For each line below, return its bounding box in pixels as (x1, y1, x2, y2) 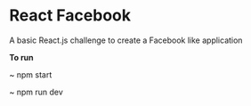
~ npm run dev (9, 86, 64, 97)
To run (9, 52, 34, 62)
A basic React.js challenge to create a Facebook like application (9, 35, 243, 45)
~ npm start (9, 69, 53, 80)
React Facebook (9, 5, 132, 26)
